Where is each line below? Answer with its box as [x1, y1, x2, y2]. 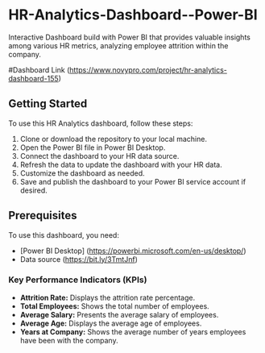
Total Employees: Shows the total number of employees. [19, 301, 209, 311]
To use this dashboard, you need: [8, 230, 119, 239]
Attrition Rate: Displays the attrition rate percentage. [19, 293, 196, 302]
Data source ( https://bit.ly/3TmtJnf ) [19, 254, 139, 264]
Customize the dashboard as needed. [19, 168, 145, 178]
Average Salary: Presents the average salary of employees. [19, 309, 219, 319]
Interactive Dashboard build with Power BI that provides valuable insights [8, 32, 251, 42]
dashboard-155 [8, 73, 59, 83]
